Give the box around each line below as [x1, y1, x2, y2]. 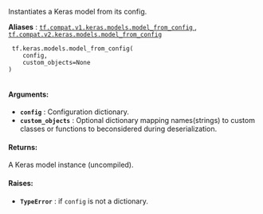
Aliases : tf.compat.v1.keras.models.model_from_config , [8, 22, 197, 31]
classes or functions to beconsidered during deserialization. [19, 124, 218, 134]
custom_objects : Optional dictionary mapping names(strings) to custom [19, 116, 255, 125]
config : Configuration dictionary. [19, 107, 129, 117]
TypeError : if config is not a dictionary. [19, 196, 149, 206]
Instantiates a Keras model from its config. [8, 7, 147, 16]
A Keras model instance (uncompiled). [8, 160, 134, 170]
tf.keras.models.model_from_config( [11, 45, 134, 53]
